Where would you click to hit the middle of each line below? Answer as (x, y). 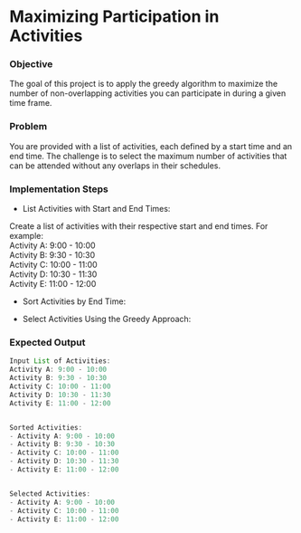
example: (26, 236)
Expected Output (47, 343)
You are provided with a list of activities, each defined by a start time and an (151, 146)
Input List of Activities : (60, 361)
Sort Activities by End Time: (74, 301)
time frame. (31, 103)
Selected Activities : (50, 494)
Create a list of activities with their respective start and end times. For (139, 226)
